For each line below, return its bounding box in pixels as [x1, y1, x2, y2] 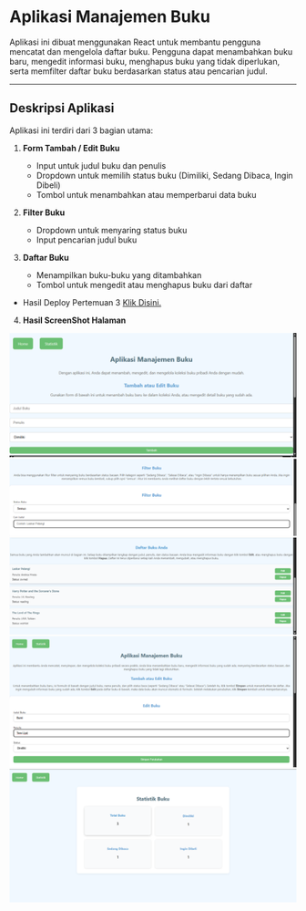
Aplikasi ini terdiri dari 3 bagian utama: [9, 125, 153, 136]
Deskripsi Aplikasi [9, 100, 115, 116]
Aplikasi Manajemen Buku [9, 6, 211, 27]
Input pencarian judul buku [36, 234, 138, 245]
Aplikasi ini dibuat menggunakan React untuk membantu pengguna [9, 36, 261, 47]
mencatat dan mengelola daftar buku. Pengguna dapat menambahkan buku [9, 46, 293, 57]
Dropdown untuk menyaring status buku [36, 224, 188, 235]
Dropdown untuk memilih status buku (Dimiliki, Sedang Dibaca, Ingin [36, 170, 293, 181]
